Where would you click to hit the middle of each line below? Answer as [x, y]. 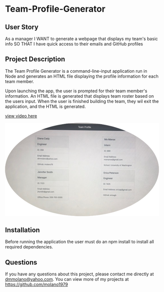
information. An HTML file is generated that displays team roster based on [80, 96]
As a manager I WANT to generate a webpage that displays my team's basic [82, 39]
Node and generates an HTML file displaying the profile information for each [82, 76]
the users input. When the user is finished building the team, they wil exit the [82, 101]
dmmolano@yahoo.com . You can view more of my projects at [67, 279]
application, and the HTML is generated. [46, 106]
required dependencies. [29, 247]
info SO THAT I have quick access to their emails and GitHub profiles [74, 44]
